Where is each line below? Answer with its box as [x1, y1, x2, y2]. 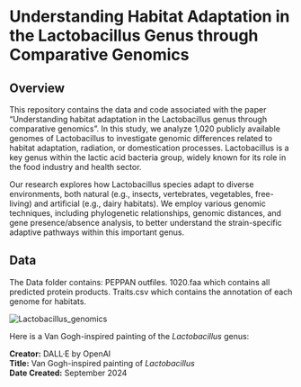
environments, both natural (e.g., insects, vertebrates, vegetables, [9, 189, 253, 199]
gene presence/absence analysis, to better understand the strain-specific [9, 218, 283, 228]
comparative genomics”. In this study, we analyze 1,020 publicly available [9, 123, 281, 134]
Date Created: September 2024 [9, 367, 128, 378]
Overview [9, 80, 66, 95]
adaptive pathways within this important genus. [9, 227, 185, 238]
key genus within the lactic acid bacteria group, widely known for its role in [9, 152, 287, 163]
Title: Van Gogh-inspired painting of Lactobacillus [9, 357, 195, 368]
